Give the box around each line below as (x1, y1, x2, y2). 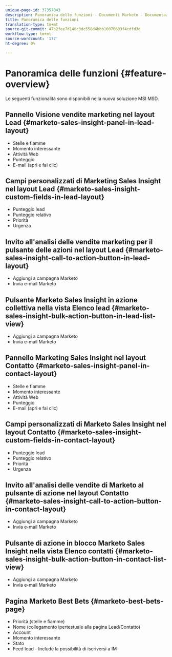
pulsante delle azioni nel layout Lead (5, 245, 124, 254)
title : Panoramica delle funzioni (5, 17, 79, 22)
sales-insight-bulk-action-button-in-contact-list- (5, 555, 167, 564)
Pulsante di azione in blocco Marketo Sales (5, 538, 145, 547)
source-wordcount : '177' (5, 36, 58, 42)
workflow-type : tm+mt (5, 31, 52, 36)
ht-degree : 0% (5, 41, 36, 46)
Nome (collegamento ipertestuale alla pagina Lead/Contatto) (12, 624, 141, 630)
